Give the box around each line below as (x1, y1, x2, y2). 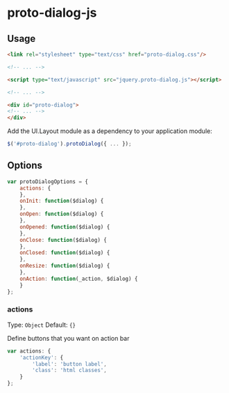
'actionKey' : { (19, 354, 64, 361)
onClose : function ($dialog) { (19, 236, 108, 243)
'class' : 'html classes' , (32, 367, 108, 374)
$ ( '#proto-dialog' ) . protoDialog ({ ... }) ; (7, 141, 132, 148)
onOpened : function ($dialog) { (19, 223, 110, 231)
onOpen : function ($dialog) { (19, 210, 104, 217)
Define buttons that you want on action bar (7, 334, 130, 342)
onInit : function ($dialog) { (19, 197, 104, 205)
